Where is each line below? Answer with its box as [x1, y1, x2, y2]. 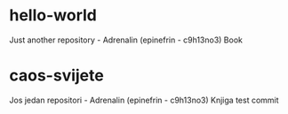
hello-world [9, 5, 98, 26]
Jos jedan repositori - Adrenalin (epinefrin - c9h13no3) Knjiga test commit [9, 95, 279, 105]
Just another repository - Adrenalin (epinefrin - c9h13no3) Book [9, 34, 243, 45]
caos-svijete [9, 65, 104, 86]
